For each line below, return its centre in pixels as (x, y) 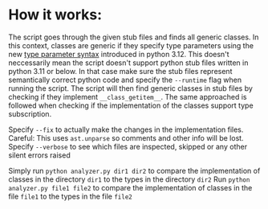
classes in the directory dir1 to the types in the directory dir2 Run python (129, 179)
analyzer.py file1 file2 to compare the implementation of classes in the (130, 187)
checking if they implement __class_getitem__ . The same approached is (128, 96)
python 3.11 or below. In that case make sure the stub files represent (120, 71)
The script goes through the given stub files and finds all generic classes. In (134, 37)
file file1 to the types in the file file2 (70, 196)
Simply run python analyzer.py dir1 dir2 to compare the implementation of (134, 170)
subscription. (30, 113)
